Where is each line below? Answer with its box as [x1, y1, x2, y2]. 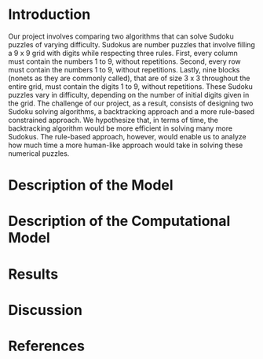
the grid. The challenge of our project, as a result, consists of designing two [8, 98, 254, 108]
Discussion [8, 301, 82, 319]
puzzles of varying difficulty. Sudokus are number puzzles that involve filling [8, 39, 255, 49]
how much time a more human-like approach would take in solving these [8, 140, 243, 150]
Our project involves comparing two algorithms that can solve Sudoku [8, 31, 234, 41]
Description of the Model [8, 176, 174, 194]
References [8, 337, 85, 355]
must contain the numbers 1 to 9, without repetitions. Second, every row [8, 57, 241, 66]
